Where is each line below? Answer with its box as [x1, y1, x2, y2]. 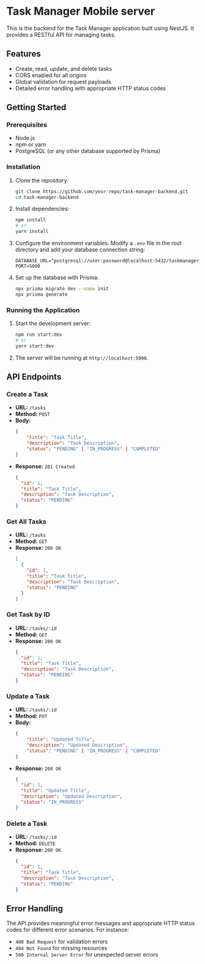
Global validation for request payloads [15, 78, 111, 85]
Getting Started [6, 102, 67, 113]
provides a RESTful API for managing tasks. [6, 31, 116, 38]
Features [6, 49, 41, 59]
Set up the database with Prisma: [15, 274, 99, 281]
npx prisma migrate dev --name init [15, 286, 109, 292]
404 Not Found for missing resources [15, 944, 108, 952]
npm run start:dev [15, 332, 62, 338]
